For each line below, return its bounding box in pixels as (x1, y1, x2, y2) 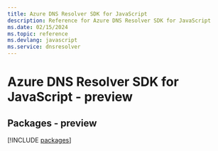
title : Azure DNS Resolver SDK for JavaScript (7, 10, 148, 18)
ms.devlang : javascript (7, 37, 78, 44)
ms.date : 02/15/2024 (7, 23, 69, 30)
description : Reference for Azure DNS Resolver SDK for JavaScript (7, 17, 212, 24)
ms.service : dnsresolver (7, 43, 81, 50)
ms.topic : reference (7, 30, 69, 38)
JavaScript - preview (7, 89, 133, 105)
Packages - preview (7, 117, 97, 129)
